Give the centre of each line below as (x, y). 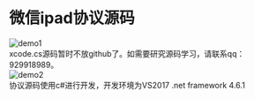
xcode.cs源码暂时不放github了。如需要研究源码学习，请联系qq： (127, 53)
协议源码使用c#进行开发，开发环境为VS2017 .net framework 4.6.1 (127, 85)
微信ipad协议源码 (72, 18)
